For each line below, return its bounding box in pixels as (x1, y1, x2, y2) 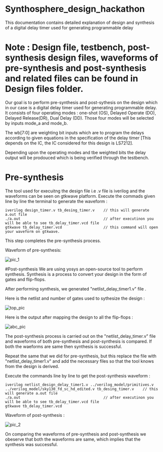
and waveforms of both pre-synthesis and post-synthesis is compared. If (5, 338, 152, 344)
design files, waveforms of (47, 52, 159, 63)
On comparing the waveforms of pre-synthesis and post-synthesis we (5, 431, 146, 437)
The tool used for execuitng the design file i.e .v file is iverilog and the (5, 188, 145, 194)
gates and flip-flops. (5, 276, 46, 282)
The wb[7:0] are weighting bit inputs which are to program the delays (5, 129, 144, 135)
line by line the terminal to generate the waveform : (5, 198, 107, 204)
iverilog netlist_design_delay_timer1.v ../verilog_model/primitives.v (5, 382, 154, 387)
